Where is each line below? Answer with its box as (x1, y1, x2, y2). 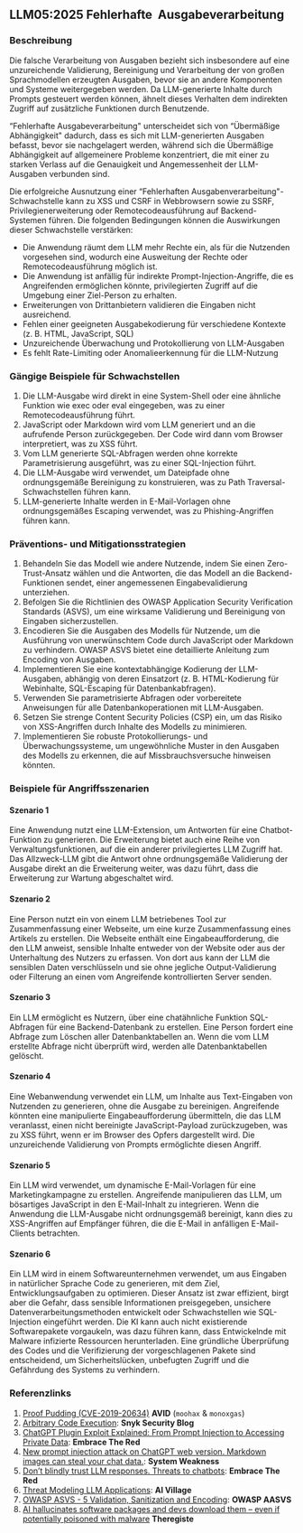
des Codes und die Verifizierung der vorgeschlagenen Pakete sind (9, 1345, 256, 1356)
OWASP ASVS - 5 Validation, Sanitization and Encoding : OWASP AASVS (22, 1494, 292, 1505)
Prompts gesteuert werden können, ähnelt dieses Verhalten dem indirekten (9, 93, 289, 104)
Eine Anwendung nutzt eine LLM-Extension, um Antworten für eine (9, 825, 258, 836)
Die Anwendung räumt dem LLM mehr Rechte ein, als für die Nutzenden (22, 241, 290, 252)
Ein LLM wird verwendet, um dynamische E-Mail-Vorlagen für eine (9, 1180, 257, 1191)
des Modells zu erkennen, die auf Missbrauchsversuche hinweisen (22, 750, 271, 762)
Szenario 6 (9, 1248, 51, 1259)
